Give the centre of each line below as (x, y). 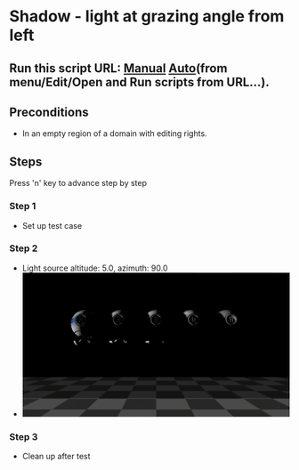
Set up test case (52, 225)
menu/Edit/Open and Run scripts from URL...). (139, 82)
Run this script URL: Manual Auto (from (118, 68)
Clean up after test (56, 456)
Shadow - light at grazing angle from (147, 16)
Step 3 (24, 436)
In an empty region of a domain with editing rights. (114, 134)
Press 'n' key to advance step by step (78, 183)
